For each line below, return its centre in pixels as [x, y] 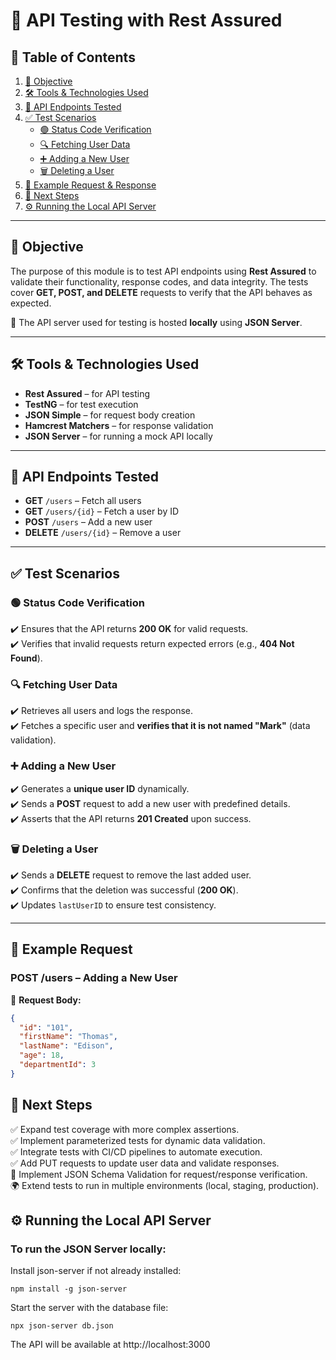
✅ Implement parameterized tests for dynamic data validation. [138, 1140]
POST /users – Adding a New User [94, 978]
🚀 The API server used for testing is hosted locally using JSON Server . [156, 322]
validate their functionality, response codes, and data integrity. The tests [159, 281]
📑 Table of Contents [73, 57]
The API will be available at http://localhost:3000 [110, 1345]
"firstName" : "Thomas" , [68, 1037]
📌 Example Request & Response [90, 185]
